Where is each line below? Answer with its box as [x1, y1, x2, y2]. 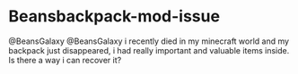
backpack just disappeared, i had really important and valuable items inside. [8, 45, 290, 55]
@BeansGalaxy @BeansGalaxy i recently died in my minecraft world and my [8, 36, 289, 46]
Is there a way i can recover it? [8, 54, 122, 65]
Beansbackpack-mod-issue [8, 6, 221, 27]
